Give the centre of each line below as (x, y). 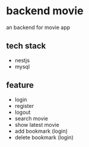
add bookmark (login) (41, 131)
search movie (31, 118)
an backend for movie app (38, 27)
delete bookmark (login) (44, 137)
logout (23, 112)
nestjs (22, 60)
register (24, 106)
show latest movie (37, 124)
